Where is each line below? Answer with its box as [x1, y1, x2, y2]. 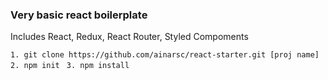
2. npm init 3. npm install [10, 61, 130, 71]
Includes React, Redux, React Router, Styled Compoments [10, 31, 249, 43]
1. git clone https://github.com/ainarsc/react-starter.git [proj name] [10, 50, 320, 60]
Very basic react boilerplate [10, 8, 148, 22]
